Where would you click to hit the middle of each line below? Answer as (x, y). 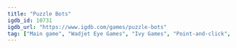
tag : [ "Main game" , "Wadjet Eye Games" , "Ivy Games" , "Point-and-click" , (119, 34)
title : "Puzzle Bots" (39, 14)
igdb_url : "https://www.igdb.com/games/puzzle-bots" (87, 27)
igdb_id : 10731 (30, 20)
